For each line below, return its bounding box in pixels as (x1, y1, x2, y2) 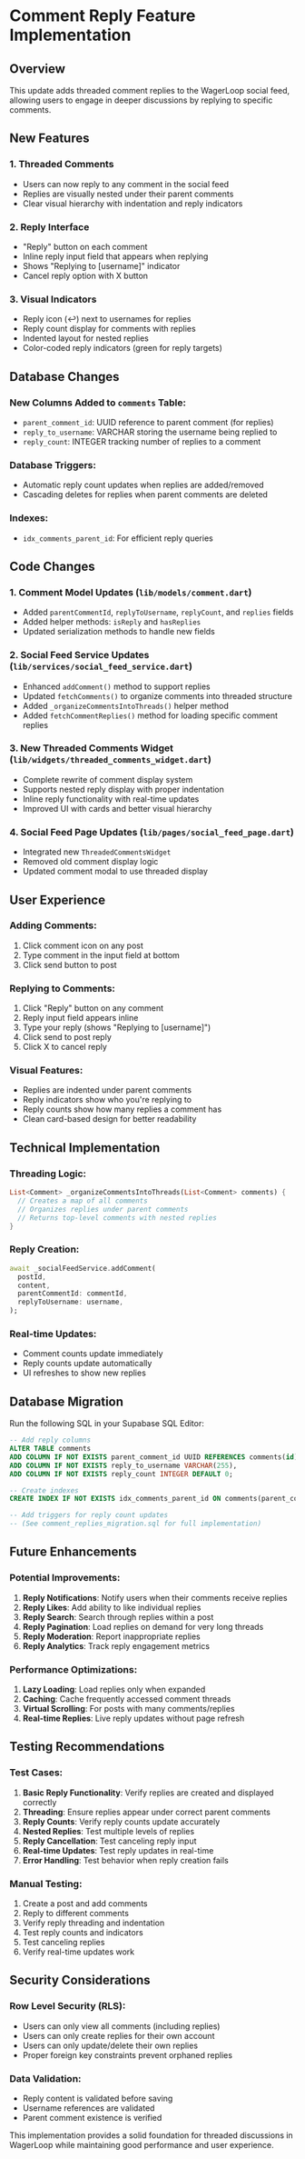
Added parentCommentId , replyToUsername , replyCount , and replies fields (22, 606, 294, 618)
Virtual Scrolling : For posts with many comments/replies (22, 1704, 235, 1714)
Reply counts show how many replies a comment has (22, 1104, 222, 1114)
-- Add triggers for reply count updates (9, 1511, 169, 1520)
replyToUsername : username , (17, 1297, 124, 1307)
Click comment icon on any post (22, 940, 143, 951)
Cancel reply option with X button (22, 270, 148, 281)
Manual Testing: (9, 1877, 83, 1890)
